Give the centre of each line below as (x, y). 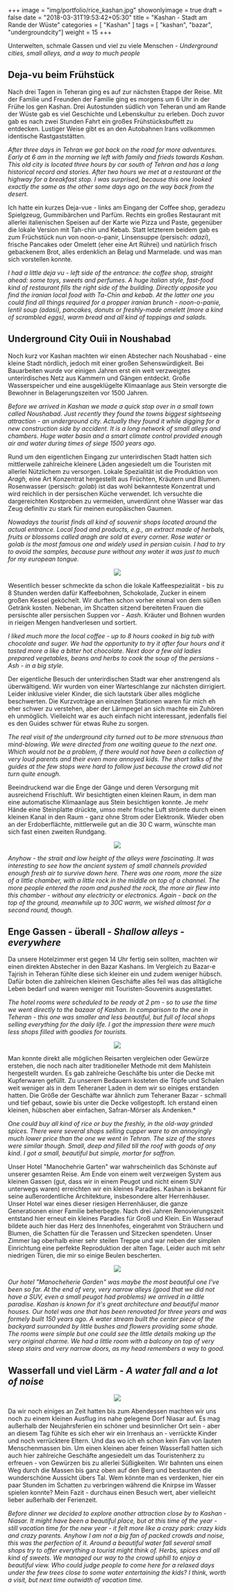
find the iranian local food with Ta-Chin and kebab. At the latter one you (111, 294)
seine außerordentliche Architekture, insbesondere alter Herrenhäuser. (109, 1196)
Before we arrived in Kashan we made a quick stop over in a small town (111, 406)
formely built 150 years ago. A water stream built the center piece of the (111, 1319)
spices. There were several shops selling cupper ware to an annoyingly (110, 1131)
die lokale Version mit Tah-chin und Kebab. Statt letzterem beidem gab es (113, 230)
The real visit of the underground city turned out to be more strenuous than (116, 736)
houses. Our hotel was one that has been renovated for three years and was (117, 1312)
